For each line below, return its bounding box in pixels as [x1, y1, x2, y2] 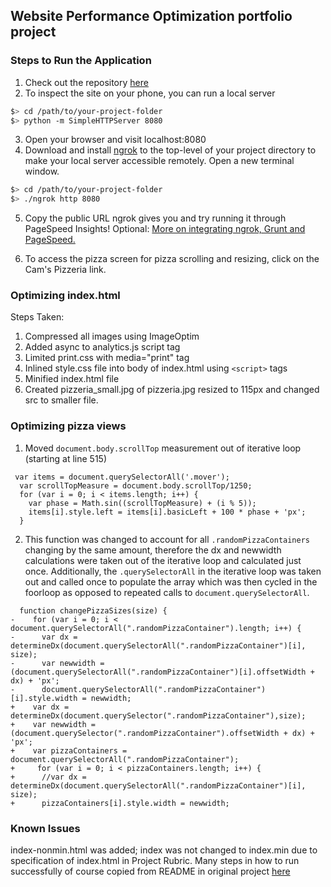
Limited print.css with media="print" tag [24, 352, 190, 364]
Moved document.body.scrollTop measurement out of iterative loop [24, 442, 302, 454]
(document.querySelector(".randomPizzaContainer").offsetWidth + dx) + [10, 728, 315, 738]
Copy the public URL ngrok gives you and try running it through [24, 212, 287, 224]
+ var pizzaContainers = [10, 745, 128, 756]
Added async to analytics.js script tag [24, 341, 181, 353]
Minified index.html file [24, 373, 120, 385]
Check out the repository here [24, 76, 149, 88]
